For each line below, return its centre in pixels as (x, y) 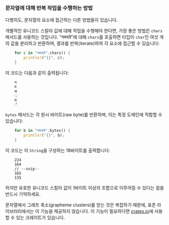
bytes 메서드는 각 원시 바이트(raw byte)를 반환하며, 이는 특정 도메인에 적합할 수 (84, 115)
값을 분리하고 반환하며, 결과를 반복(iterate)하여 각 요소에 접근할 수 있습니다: (85, 44)
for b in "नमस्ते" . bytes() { (42, 130)
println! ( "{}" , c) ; (44, 58)
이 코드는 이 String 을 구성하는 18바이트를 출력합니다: (58, 150)
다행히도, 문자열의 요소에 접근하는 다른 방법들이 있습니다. (61, 20)
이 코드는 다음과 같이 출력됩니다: (37, 72)
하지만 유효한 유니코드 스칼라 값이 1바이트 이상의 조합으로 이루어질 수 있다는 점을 (84, 188)
